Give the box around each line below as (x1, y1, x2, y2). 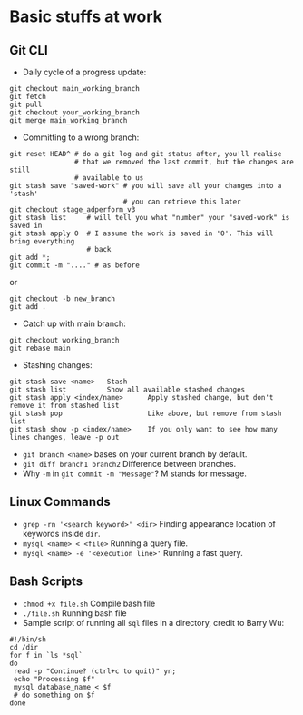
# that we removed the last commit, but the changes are (73, 157, 295, 166)
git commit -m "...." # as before (9, 261, 141, 270)
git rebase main (9, 343, 71, 353)
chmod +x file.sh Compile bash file (22, 598, 156, 609)
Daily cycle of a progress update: (22, 66, 147, 77)
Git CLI (9, 43, 48, 58)
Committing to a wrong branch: (22, 132, 140, 143)
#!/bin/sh (9, 634, 47, 644)
